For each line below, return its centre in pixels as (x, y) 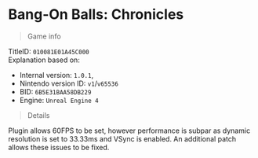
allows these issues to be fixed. (59, 147)
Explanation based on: (44, 60)
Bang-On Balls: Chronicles (96, 15)
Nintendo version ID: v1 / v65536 (69, 83)
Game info (44, 36)
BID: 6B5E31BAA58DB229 (55, 91)
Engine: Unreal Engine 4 (59, 100)
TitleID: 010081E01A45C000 (49, 51)
